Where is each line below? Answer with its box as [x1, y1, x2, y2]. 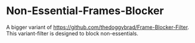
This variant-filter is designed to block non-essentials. [6, 29, 139, 37]
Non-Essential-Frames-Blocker [6, 4, 164, 18]
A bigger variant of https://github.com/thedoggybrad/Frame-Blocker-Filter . [6, 24, 189, 31]
